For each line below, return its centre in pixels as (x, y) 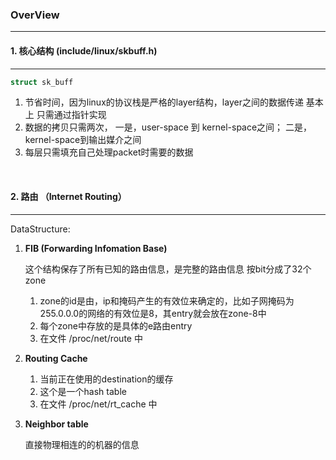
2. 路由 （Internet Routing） (68, 196)
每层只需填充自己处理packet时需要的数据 (109, 152)
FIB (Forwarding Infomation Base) (96, 248)
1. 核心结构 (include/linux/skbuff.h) (84, 50)
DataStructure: (40, 229)
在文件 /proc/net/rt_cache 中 (98, 404)
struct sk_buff (42, 82)
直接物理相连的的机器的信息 (82, 444)
